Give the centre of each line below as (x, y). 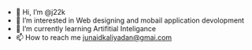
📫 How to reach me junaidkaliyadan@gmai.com (94, 37)
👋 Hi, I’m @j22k (40, 12)
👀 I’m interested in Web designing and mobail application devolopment (130, 20)
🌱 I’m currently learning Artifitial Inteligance (85, 29)
